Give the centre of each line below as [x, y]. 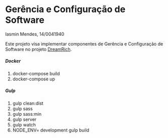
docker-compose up [34, 79]
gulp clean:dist [28, 103]
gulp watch [24, 124]
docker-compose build [36, 73]
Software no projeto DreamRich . [39, 49]
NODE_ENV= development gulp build [51, 130]
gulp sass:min [27, 114]
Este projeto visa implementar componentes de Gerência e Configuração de [84, 43]
